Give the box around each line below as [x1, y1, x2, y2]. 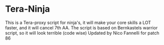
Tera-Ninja [5, 3, 50, 15]
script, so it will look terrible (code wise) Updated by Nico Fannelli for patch [5, 30, 160, 36]
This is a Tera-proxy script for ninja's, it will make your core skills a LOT [5, 20, 152, 25]
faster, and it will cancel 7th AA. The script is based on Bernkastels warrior [5, 24, 158, 30]
